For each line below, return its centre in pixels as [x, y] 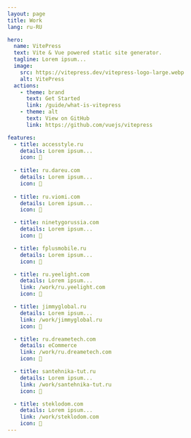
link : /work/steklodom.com [60, 417]
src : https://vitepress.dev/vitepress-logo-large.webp [102, 72]
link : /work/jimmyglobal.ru [61, 320]
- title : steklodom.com [48, 404]
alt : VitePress [42, 79]
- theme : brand [42, 92]
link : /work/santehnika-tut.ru [66, 384]
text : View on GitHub [58, 118]
